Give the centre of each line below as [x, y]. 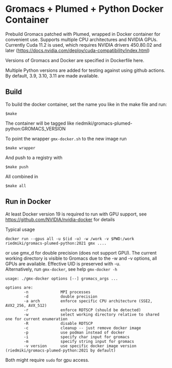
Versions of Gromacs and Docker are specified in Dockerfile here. [75, 60]
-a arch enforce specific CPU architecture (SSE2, [88, 301]
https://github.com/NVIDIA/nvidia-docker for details [60, 219]
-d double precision [61, 296]
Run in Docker [28, 201]
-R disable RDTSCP [59, 323]
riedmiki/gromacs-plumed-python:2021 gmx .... [56, 243]
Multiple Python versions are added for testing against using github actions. [85, 70]
